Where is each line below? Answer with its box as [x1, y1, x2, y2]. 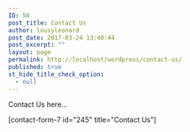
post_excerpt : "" [8, 41, 66, 49]
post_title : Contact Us [8, 19, 87, 27]
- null [15, 77, 37, 85]
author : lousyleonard [8, 26, 80, 34]
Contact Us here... [8, 100, 68, 109]
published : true [8, 63, 62, 71]
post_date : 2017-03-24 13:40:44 [8, 33, 115, 42]
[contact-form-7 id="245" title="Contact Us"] [8, 115, 157, 124]
